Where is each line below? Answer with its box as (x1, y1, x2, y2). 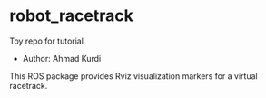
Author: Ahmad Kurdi (22, 53, 102, 64)
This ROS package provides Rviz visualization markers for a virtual (9, 70, 258, 82)
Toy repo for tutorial (9, 35, 84, 46)
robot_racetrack (9, 5, 133, 26)
